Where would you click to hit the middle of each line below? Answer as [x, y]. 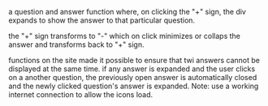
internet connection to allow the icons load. [81, 95]
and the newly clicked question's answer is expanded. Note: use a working [134, 86]
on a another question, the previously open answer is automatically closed [133, 77]
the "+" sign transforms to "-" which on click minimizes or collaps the [125, 36]
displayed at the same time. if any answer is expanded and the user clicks [132, 69]
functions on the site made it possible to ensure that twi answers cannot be [134, 60]
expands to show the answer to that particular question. [102, 20]
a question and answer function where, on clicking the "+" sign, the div [127, 12]
